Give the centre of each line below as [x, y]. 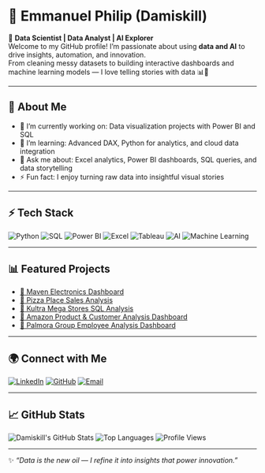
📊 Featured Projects [59, 268]
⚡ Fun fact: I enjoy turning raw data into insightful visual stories [122, 177]
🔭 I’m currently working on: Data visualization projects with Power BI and [138, 126]
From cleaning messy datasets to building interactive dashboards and [121, 63]
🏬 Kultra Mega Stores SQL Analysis [77, 309]
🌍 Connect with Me [58, 358]
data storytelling [46, 168]
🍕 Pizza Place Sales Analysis [66, 300]
